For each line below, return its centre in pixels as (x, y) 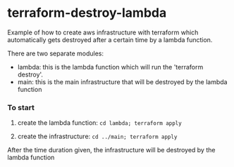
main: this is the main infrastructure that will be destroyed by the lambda (122, 81)
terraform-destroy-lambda (87, 13)
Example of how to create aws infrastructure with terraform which (103, 32)
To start (21, 107)
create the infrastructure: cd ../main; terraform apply (97, 136)
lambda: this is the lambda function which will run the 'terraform (110, 67)
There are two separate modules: (56, 53)
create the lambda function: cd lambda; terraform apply (99, 123)
